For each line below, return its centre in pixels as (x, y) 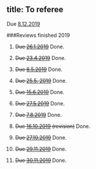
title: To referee (35, 10)
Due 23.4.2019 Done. (40, 58)
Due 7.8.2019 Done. (38, 114)
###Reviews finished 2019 (38, 35)
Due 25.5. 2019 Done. (41, 80)
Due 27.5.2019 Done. (40, 103)
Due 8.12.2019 (23, 23)
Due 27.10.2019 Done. (41, 137)
